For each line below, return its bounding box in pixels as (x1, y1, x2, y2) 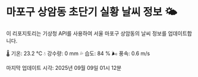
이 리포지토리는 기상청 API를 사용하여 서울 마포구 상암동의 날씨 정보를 (6, 30, 167, 37)
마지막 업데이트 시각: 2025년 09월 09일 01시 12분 (6, 64, 122, 71)
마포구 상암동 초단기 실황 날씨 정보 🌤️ (6, 5, 177, 19)
